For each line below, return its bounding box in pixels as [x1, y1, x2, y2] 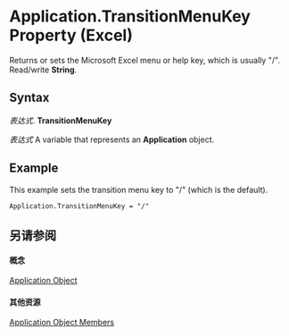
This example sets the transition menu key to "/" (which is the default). [9, 184, 268, 195]
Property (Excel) [9, 25, 134, 46]
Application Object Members [9, 317, 114, 328]
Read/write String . [9, 64, 78, 75]
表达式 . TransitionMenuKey [9, 114, 112, 126]
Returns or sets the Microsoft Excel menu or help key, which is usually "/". [9, 55, 281, 65]
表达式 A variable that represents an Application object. [9, 134, 215, 145]
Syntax [9, 90, 50, 105]
